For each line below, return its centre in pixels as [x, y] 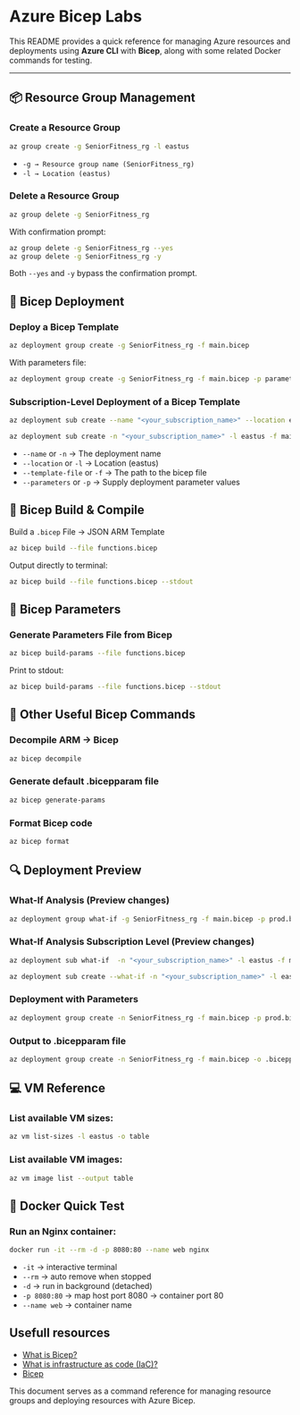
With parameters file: [48, 362]
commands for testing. [51, 60]
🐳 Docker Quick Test [67, 1205]
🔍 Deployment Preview [75, 870]
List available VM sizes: [62, 1118]
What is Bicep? [50, 1354]
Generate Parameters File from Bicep [91, 635]
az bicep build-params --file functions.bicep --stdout [115, 687]
